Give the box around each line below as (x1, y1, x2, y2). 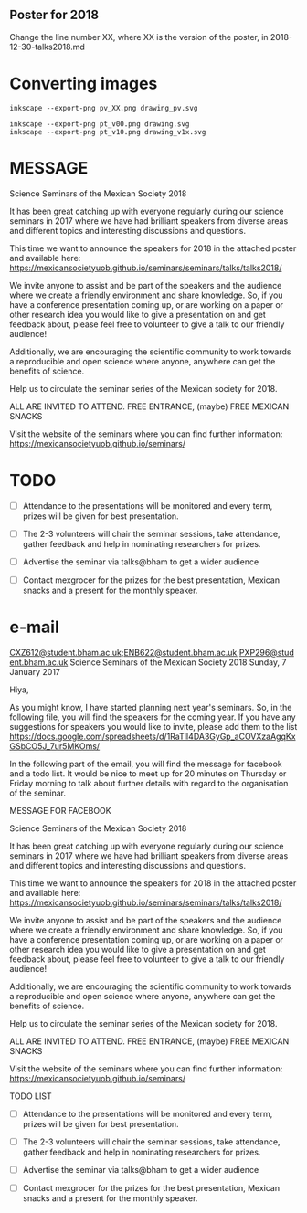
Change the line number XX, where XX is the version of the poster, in (9, 31, 269, 42)
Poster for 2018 (9, 7, 100, 23)
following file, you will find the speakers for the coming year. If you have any (9, 712, 296, 723)
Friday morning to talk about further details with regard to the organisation (9, 777, 289, 788)
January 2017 (9, 666, 61, 677)
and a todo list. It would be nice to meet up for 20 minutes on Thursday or (9, 767, 287, 779)
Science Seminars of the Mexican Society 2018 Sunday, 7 (69, 657, 287, 668)
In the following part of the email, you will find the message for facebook (9, 758, 282, 769)
